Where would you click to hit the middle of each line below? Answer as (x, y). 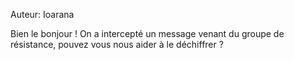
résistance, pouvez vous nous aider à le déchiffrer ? (117, 44)
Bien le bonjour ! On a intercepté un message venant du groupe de (147, 33)
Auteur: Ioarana (42, 14)
